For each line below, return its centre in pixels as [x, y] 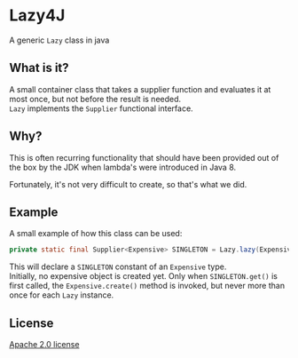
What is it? [39, 68]
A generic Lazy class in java [59, 40]
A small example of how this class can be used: [96, 234]
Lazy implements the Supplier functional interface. [101, 108]
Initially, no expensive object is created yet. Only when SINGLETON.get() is [143, 276]
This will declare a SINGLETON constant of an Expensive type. [118, 267]
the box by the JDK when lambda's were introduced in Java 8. [123, 167]
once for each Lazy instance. [62, 295]
